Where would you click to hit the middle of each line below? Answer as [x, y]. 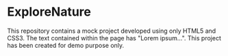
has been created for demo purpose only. [66, 45]
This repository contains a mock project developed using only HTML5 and [112, 31]
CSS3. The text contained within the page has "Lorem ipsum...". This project [114, 38]
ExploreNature [49, 12]
